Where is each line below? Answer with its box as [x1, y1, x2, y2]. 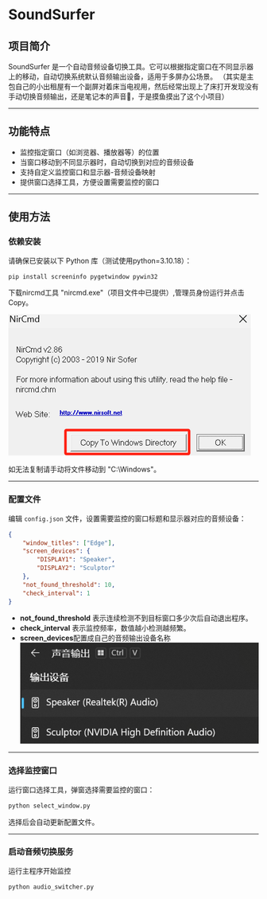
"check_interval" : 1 [22, 589, 91, 597]
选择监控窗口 [8, 765, 58, 776]
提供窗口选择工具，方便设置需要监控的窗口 [19, 177, 160, 186]
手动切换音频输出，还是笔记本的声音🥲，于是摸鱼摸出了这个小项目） [8, 92, 229, 101]
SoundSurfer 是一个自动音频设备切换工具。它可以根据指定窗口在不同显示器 [8, 62, 254, 71]
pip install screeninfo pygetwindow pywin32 [8, 272, 158, 280]
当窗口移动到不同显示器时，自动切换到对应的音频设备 [19, 157, 195, 166]
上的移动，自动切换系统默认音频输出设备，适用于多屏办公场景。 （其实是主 [8, 72, 254, 81]
